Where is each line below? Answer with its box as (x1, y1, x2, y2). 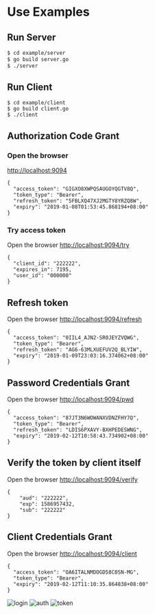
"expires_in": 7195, (13, 266, 72, 273)
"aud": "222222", (19, 495, 69, 501)
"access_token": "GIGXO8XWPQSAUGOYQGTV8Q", (13, 186, 139, 193)
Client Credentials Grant (7, 531, 113, 543)
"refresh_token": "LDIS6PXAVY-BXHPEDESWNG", (13, 427, 143, 434)
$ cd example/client (7, 99, 67, 106)
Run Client (7, 82, 53, 93)
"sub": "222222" (19, 506, 67, 513)
